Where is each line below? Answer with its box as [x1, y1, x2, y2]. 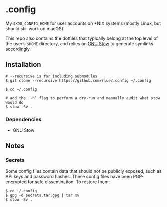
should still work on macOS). [5, 25, 65, 31]
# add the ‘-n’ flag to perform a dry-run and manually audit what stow [5, 95, 160, 101]
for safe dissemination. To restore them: [27, 179, 110, 185]
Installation [5, 60, 41, 69]
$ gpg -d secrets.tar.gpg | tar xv [5, 193, 80, 198]
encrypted [5, 179, 27, 185]
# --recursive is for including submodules [5, 74, 98, 79]
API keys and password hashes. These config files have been [5, 173, 132, 179]
